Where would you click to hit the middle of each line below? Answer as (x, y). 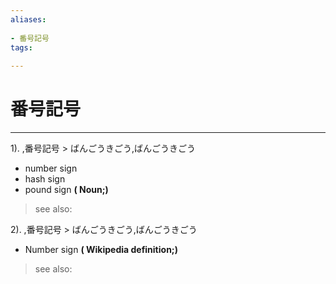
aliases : (28, 19)
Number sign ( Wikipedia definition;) (101, 250)
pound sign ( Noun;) (66, 190)
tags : (21, 47)
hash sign (45, 179)
